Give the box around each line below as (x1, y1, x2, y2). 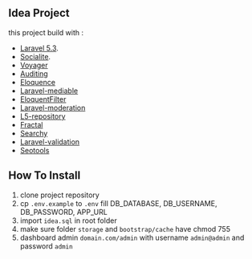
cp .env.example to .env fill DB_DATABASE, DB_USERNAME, (19, 198, 217, 208)
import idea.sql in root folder (19, 216, 118, 225)
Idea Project (8, 6, 70, 20)
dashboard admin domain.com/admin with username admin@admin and (19, 233, 245, 242)
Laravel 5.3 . (19, 43, 59, 53)
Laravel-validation (19, 136, 80, 147)
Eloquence (19, 77, 56, 87)
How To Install (8, 168, 81, 183)
